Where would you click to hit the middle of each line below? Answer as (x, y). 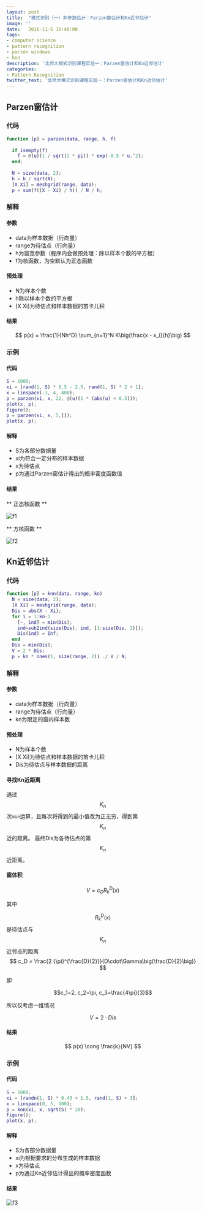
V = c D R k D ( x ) (103, 890)
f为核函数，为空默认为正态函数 (54, 261)
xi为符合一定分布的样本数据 (50, 458)
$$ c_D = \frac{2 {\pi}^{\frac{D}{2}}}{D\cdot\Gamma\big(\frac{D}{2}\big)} (103, 961)
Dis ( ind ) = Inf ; (38, 634)
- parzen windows (28, 52)
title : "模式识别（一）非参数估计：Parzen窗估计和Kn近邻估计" (79, 18)
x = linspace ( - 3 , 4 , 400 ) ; (41, 393)
